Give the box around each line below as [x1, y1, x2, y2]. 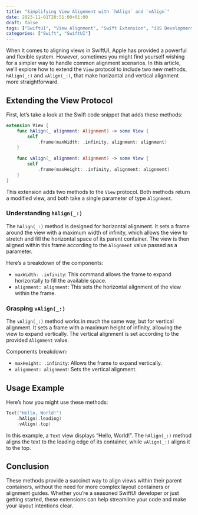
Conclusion [6, 461, 49, 471]
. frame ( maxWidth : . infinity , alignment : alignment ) [37, 139, 167, 145]
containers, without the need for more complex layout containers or [6, 483, 170, 491]
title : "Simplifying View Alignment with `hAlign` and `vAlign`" [6, 8, 170, 15]
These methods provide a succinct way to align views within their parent [6, 477, 182, 484]
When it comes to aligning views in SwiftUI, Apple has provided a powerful [6, 47, 187, 54]
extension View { [6, 122, 49, 128]
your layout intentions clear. [6, 502, 74, 509]
